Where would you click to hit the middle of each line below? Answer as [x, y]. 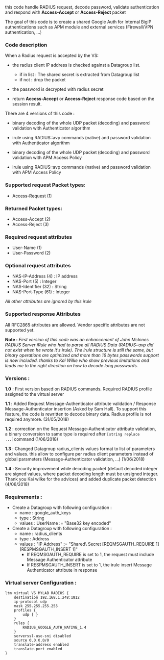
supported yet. [20, 330]
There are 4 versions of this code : [40, 114]
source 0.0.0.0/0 [32, 640]
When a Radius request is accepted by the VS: [52, 55]
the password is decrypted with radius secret [58, 89]
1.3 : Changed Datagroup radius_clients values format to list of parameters [80, 449]
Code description [26, 45]
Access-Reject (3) [30, 224]
